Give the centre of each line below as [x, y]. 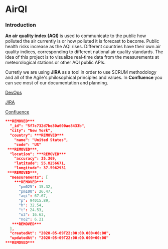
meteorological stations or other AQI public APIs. [55, 63]
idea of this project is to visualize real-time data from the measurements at [82, 57]
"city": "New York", [31, 131]
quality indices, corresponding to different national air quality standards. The [84, 52]
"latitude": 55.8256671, [40, 163]
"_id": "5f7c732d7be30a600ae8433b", [48, 126]
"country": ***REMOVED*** [37, 136]
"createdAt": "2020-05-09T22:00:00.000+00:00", [60, 233]
